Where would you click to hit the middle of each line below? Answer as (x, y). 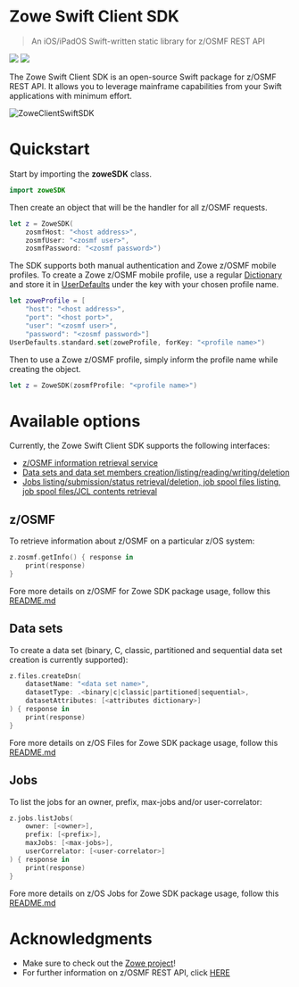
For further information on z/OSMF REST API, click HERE (126, 973)
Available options (75, 421)
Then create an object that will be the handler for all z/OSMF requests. (138, 207)
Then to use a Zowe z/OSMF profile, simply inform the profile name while (144, 360)
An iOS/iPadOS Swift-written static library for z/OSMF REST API (148, 41)
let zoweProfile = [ (48, 301)
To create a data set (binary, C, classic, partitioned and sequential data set (146, 650)
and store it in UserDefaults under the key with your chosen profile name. (144, 285)
